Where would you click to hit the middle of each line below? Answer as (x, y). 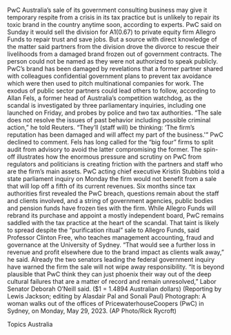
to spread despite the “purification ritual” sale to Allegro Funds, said (103, 230)
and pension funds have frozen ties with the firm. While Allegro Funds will (112, 208)
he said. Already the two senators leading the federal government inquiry (111, 259)
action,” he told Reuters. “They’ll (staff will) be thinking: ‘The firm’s (101, 127)
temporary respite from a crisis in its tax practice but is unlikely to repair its (113, 17)
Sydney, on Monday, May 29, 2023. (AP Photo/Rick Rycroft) (92, 311)
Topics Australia (30, 324)
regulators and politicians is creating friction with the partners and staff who (115, 164)
